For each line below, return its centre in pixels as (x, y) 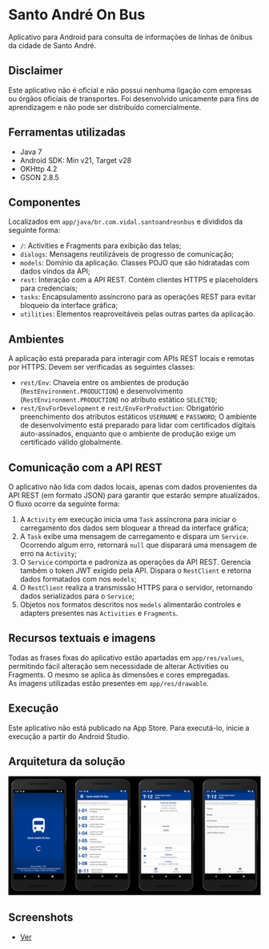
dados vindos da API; (55, 271)
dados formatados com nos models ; (78, 579)
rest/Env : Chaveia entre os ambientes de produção (104, 383)
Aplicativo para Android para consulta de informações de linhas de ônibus (130, 37)
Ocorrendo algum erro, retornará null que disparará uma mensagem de (139, 545)
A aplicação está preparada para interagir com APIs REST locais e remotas (131, 359)
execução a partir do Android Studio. (69, 736)
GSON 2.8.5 (40, 177)
